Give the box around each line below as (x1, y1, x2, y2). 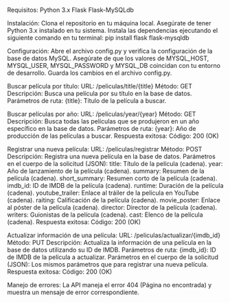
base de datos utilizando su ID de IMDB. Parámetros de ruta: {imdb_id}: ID (7, 246, 216, 254)
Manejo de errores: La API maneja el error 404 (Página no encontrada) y (7, 281, 212, 289)
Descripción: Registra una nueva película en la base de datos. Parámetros (7, 152, 216, 160)
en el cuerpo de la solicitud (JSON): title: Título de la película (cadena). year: (7, 160, 223, 167)
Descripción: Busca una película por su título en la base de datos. (7, 89, 192, 97)
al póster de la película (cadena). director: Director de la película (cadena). (7, 204, 218, 211)
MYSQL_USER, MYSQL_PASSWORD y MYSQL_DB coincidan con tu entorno (7, 62, 221, 69)
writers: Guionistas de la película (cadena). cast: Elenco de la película (7, 210, 204, 219)
